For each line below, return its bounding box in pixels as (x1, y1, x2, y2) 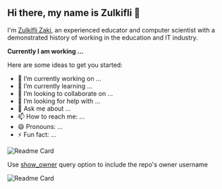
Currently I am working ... (7, 47, 84, 55)
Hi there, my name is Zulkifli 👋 (7, 7, 141, 19)
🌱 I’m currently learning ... (17, 82, 93, 90)
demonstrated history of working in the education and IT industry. (7, 33, 199, 42)
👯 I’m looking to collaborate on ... (17, 89, 113, 97)
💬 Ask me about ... (17, 104, 71, 113)
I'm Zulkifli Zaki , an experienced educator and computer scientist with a (7, 25, 216, 34)
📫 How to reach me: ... (17, 112, 85, 121)
